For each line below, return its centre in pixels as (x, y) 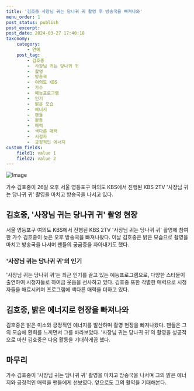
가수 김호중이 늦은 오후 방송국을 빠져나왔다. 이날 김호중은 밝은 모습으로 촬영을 (100, 237)
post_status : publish (32, 22)
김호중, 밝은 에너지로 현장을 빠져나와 (67, 310)
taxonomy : (18, 39)
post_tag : (29, 55)
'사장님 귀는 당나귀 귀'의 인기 (44, 261)
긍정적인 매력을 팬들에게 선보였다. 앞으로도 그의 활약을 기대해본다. (91, 382)
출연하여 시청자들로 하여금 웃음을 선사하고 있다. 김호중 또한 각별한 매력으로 (91, 282)
